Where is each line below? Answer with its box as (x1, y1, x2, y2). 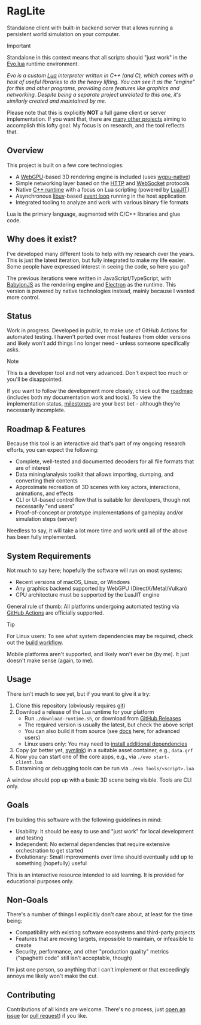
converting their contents (15, 477, 78, 484)
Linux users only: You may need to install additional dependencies (24, 740, 188, 747)
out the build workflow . (7, 639, 63, 646)
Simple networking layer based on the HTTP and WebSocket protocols (15, 179, 190, 187)
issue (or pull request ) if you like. (7, 1012, 87, 1020)
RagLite (7, 4, 45, 18)
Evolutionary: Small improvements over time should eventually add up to (15, 853, 194, 860)
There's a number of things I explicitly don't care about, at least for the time (7, 911, 193, 918)
